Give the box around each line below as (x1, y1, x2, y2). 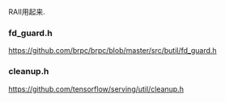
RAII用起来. (8, 7, 46, 16)
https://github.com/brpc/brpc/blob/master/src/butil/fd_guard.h (8, 46, 217, 55)
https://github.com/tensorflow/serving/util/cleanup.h (8, 84, 185, 94)
